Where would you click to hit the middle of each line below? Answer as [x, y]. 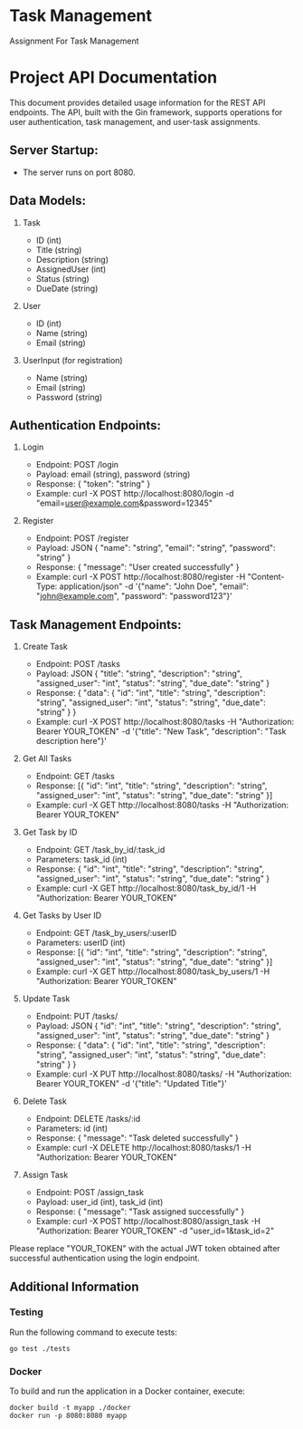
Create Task [45, 647]
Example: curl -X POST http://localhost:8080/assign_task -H [148, 1221]
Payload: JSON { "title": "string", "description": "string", [139, 674]
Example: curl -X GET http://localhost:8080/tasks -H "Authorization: [162, 805]
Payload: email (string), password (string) [113, 474]
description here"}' [71, 741]
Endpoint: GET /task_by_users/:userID [106, 933]
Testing [26, 1312]
